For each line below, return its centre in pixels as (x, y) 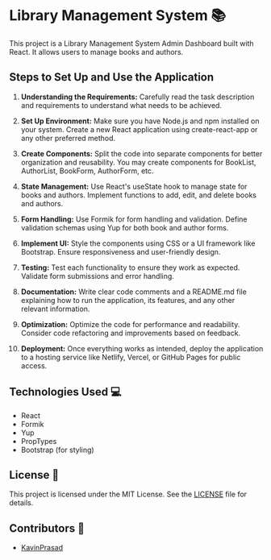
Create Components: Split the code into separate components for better (142, 153)
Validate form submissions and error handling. (97, 276)
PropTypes (39, 441)
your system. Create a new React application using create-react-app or (139, 129)
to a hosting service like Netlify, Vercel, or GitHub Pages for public (131, 357)
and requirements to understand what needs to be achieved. (121, 105)
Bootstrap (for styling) (58, 450)
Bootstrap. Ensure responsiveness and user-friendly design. (121, 251)
